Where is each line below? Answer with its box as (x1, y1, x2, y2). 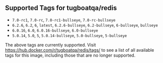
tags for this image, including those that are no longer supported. (5, 52, 136, 58)
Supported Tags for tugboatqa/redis (5, 4, 117, 12)
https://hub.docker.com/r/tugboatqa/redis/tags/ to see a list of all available (5, 47, 154, 53)
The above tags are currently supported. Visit (5, 42, 96, 48)
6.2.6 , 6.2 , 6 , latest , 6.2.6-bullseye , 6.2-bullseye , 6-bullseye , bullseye (12, 22, 158, 28)
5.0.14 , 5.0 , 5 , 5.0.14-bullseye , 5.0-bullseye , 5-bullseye (12, 32, 127, 38)
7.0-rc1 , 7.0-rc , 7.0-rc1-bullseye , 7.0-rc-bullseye (12, 17, 116, 22)
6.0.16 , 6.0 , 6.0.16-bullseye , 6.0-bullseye (12, 27, 98, 33)
